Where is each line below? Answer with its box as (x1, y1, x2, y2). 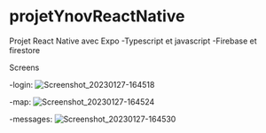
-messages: (9, 113, 53, 124)
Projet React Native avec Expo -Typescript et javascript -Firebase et (9, 35, 257, 46)
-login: (9, 79, 34, 90)
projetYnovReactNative (9, 6, 185, 27)
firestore (9, 44, 41, 55)
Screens (9, 62, 40, 73)
